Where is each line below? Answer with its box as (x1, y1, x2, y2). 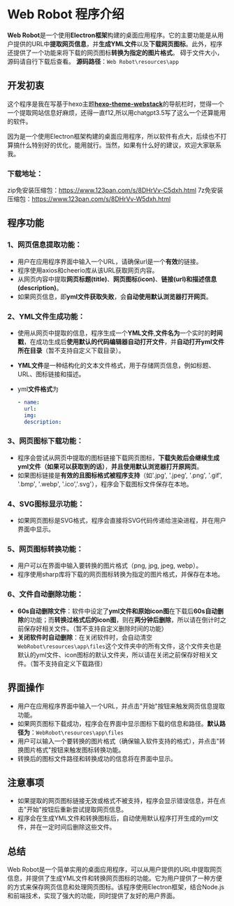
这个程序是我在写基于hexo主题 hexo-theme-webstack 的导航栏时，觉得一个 (7, 99, 224, 108)
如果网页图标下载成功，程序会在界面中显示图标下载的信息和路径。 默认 (17, 719, 220, 727)
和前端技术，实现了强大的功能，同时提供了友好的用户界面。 (7, 891, 179, 900)
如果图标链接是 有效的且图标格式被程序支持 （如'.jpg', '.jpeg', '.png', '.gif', (17, 471, 223, 479)
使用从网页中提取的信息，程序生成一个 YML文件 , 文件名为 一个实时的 (17, 329, 211, 337)
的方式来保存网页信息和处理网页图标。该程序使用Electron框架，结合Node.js (7, 883, 225, 891)
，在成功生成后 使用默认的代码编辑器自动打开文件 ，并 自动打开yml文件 (23, 338, 225, 346)
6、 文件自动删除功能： (7, 589, 84, 599)
